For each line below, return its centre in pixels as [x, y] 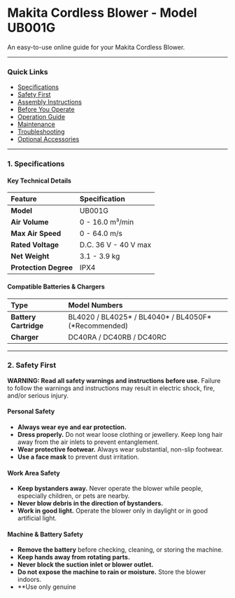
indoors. [29, 580]
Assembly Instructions [50, 102]
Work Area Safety [34, 473]
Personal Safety [31, 412]
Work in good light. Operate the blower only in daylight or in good [113, 511]
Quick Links [28, 71]
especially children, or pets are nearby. [73, 496]
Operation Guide [41, 117]
